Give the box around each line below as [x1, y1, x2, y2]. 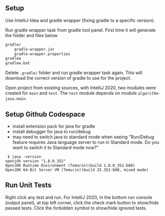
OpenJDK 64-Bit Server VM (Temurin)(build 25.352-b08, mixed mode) [5, 167, 149, 172]
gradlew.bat [5, 61, 30, 66]
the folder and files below [5, 32, 58, 38]
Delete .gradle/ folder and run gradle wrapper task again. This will [5, 70, 142, 76]
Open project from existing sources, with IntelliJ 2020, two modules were [5, 85, 156, 91]
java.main [5, 96, 26, 102]
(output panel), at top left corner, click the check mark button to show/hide [5, 199, 159, 205]
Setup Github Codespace [5, 110, 85, 118]
